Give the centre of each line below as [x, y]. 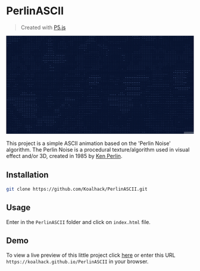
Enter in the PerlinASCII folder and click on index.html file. [78, 222]
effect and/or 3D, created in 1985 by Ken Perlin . [64, 156]
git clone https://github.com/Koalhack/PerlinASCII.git [77, 189]
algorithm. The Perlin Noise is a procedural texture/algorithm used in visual [98, 150]
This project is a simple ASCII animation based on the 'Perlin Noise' [89, 143]
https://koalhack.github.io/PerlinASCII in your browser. [77, 261]
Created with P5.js [43, 27]
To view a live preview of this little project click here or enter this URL [91, 255]
